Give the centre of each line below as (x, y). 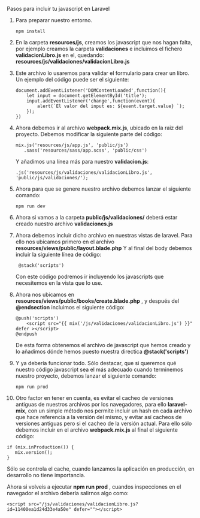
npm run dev (30, 206)
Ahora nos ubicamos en (45, 294)
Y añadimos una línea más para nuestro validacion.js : (82, 162)
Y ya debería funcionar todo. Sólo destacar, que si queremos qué (96, 363)
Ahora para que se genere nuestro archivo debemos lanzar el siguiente (103, 189)
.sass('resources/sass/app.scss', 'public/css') (85, 150)
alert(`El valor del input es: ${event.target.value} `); (111, 106)
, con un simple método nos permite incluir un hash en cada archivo (108, 411)
